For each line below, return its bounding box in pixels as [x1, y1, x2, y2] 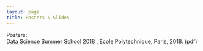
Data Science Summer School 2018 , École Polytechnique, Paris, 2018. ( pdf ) [6, 38, 197, 45]
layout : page [6, 8, 40, 15]
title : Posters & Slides [6, 15, 70, 21]
